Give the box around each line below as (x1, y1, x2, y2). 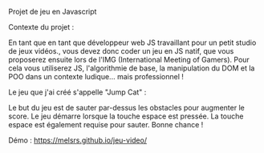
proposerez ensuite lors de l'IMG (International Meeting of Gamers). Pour (8, 55, 250, 64)
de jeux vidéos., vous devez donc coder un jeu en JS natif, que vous (8, 46, 234, 55)
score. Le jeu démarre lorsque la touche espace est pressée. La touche (8, 111, 244, 121)
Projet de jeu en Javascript (8, 7, 97, 16)
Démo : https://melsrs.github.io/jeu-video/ (8, 135, 147, 145)
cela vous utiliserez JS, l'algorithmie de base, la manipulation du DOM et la (8, 63, 255, 73)
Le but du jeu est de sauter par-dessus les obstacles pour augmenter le (8, 103, 245, 112)
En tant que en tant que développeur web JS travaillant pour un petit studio (8, 38, 257, 47)
